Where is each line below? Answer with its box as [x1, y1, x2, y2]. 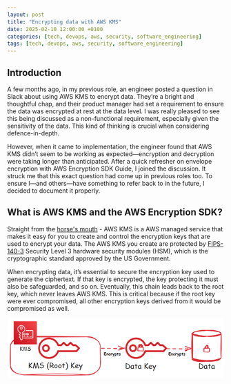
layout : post [7, 11, 45, 18]
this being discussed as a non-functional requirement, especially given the [7, 114, 219, 122]
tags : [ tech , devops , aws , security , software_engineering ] [7, 40, 184, 48]
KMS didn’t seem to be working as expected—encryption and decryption [7, 149, 214, 158]
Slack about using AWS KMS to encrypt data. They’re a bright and [7, 92, 194, 100]
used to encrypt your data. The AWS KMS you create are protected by [7, 239, 207, 248]
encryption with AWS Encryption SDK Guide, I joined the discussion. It [7, 164, 206, 173]
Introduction [7, 66, 62, 79]
